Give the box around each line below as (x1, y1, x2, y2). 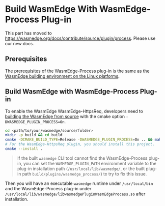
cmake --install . (5, 147, 43, 151)
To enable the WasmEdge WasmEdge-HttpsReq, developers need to (5, 108, 143, 114)
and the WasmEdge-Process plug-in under (5, 185, 92, 191)
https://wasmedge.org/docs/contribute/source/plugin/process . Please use (5, 35, 156, 41)
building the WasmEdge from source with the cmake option (5, 113, 125, 119)
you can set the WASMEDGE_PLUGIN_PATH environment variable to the (23, 160, 157, 166)
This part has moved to (5, 30, 52, 36)
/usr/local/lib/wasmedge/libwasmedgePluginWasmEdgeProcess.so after (5, 191, 146, 197)
